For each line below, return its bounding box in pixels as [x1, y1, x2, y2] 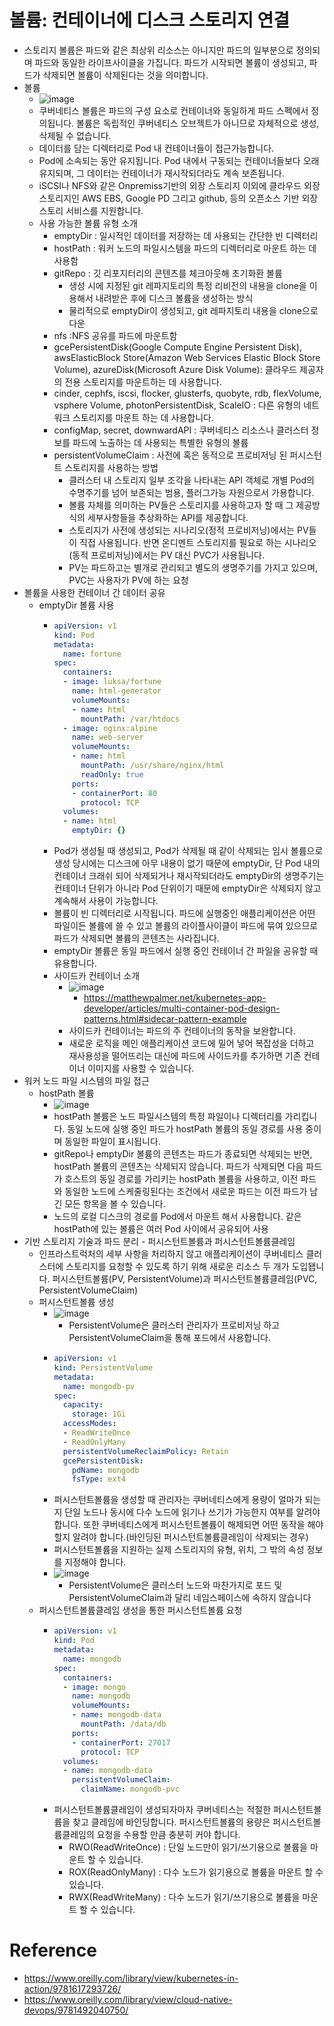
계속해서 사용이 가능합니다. [53, 895, 159, 907]
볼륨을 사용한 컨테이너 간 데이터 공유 [23, 586, 166, 598]
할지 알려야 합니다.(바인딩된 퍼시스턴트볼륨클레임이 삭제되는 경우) [53, 1531, 309, 1543]
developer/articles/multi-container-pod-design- [83, 1002, 281, 1015]
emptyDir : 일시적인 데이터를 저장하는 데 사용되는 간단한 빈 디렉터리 [53, 229, 319, 241]
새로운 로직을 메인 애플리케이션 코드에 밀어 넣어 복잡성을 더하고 [68, 1037, 315, 1050]
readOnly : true [80, 769, 144, 780]
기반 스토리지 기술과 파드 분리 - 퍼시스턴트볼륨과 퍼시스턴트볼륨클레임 [23, 1236, 296, 1248]
